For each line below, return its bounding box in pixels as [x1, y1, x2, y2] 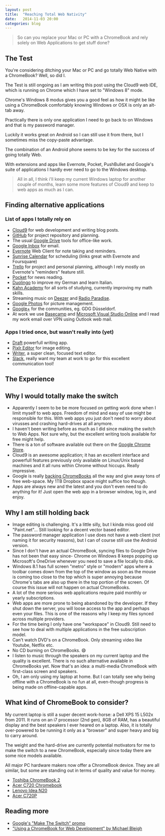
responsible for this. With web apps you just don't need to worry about [12, 415, 156, 421]
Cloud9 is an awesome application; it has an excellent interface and [12, 452, 149, 458]
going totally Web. [5, 152, 42, 158]
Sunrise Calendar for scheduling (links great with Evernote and [12, 253, 140, 259]
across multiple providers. [12, 616, 66, 622]
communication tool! [12, 361, 54, 367]
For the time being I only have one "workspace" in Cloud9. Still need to [12, 621, 156, 627]
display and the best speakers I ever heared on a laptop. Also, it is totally [5, 722, 153, 728]
